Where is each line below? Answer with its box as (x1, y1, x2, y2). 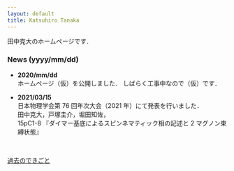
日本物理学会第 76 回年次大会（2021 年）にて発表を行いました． (17, 101, 203, 109)
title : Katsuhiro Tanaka (7, 17, 80, 24)
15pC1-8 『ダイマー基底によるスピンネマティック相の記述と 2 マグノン (17, 118, 221, 127)
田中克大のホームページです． (7, 36, 93, 46)
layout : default (7, 10, 54, 18)
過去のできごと (7, 156, 50, 165)
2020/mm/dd (17, 71, 58, 79)
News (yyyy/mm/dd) (7, 55, 79, 64)
